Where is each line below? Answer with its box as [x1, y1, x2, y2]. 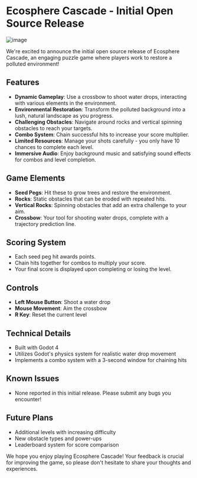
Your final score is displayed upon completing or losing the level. [14, 266, 172, 273]
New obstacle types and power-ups [14, 435, 102, 442]
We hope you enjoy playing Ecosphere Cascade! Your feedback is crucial [6, 453, 184, 460]
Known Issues [6, 374, 60, 384]
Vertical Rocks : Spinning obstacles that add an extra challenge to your [14, 201, 187, 208]
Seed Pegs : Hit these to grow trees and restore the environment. [14, 189, 172, 196]
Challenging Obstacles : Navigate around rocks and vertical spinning [14, 118, 182, 125]
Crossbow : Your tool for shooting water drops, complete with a [14, 214, 169, 221]
